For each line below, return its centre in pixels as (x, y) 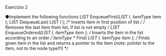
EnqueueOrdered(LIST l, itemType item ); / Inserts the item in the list (74, 32)
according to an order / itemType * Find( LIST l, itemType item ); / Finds (78, 38)
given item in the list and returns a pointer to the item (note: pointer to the (80, 43)
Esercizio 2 (17, 7)
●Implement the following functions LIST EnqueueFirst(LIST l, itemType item (83, 17)
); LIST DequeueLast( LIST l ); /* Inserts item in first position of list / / (75, 22)
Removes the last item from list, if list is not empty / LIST (62, 27)
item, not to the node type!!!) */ (37, 48)
